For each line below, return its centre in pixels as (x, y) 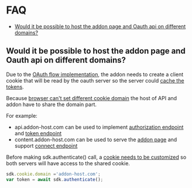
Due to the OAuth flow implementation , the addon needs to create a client (95, 74)
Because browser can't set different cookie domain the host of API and (92, 98)
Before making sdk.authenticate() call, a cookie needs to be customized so (96, 157)
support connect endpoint (46, 146)
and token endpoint (38, 133)
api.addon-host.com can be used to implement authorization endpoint (99, 127)
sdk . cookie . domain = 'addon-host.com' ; (53, 174)
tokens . (15, 87)
